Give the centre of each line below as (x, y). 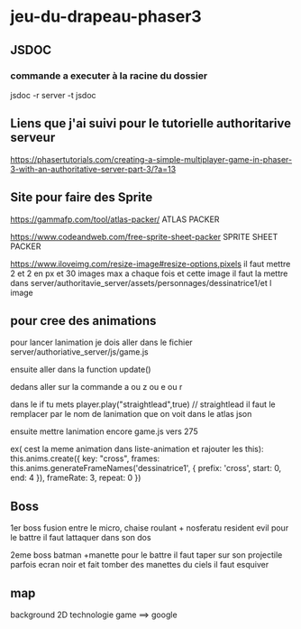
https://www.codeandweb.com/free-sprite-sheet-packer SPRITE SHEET (144, 236)
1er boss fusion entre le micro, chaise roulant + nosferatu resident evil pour (150, 528)
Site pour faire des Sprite (82, 197)
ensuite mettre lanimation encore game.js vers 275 (104, 431)
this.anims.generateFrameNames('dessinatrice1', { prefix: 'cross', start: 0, (146, 468)
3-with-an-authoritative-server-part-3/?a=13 (93, 169)
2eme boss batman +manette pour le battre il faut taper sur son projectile (146, 555)
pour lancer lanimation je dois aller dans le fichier (101, 342)
